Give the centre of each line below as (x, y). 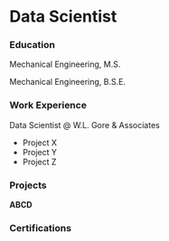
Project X (39, 143)
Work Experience (48, 106)
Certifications (41, 228)
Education (33, 45)
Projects (28, 185)
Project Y (39, 152)
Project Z (39, 162)
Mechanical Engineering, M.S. (65, 64)
